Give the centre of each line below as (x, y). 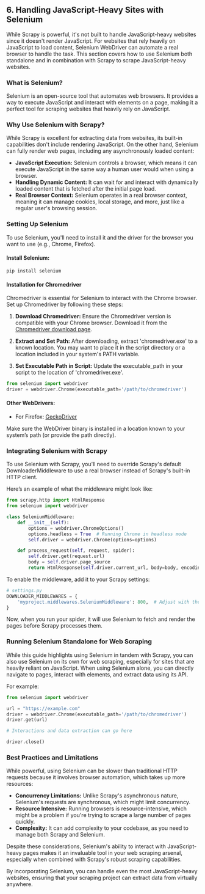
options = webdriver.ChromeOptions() (76, 528)
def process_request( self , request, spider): (76, 551)
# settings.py (24, 590)
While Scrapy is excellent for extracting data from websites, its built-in (95, 138)
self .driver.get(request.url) (67, 556)
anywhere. (20, 884)
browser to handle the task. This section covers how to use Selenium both (99, 54)
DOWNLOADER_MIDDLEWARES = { (42, 596)
